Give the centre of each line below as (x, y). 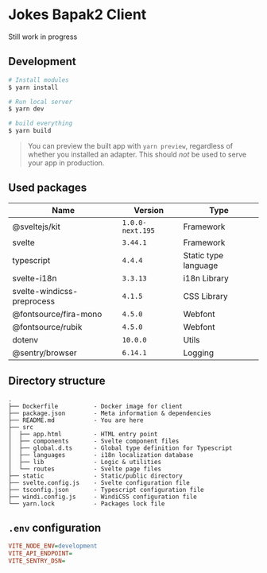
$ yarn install (33, 87)
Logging (199, 353)
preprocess (34, 301)
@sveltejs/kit (37, 226)
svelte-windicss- (45, 291)
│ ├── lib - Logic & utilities (85, 462)
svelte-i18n (35, 278)
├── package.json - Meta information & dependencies (110, 413)
